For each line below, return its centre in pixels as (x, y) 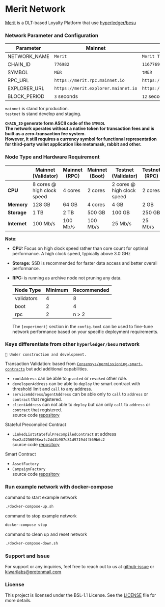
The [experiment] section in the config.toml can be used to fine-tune (82, 326)
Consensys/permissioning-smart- (110, 364)
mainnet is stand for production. (37, 109)
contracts (15, 369)
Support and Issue (27, 556)
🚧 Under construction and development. (46, 354)
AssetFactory (26, 464)
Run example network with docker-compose (59, 486)
